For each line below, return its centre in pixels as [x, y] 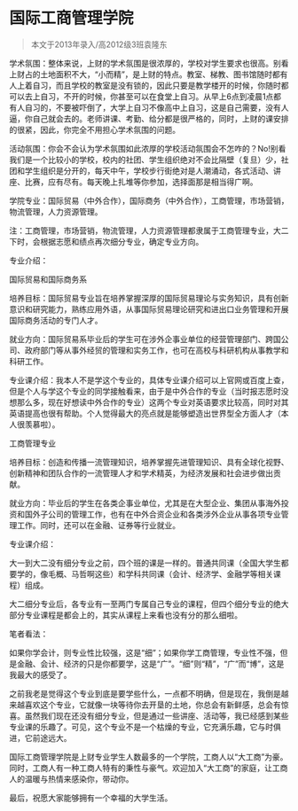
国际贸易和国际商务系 [48, 279]
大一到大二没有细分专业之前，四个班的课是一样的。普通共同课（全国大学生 [145, 563]
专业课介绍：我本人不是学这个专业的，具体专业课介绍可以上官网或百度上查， [149, 380]
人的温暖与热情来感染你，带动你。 [71, 779]
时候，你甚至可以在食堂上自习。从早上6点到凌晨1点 [180, 96]
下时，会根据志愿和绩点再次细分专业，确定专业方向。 [106, 241]
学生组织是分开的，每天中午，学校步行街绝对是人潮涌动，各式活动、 [149, 170]
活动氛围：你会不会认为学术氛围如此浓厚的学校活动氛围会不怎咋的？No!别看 [148, 148]
